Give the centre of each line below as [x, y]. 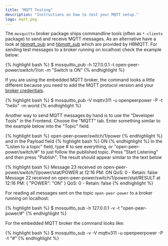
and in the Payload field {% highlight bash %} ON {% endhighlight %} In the [84, 141]
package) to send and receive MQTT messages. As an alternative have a [81, 39]
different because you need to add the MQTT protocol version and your [79, 85]
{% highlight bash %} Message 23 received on [54, 167]
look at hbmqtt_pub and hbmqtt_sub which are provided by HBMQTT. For [81, 44]
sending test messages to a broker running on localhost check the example [83, 50]
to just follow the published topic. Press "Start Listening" [100, 152]
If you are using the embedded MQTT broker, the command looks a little [80, 80]
